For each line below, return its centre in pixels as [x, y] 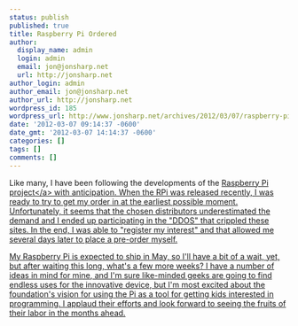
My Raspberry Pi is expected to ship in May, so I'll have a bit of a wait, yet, [145, 256]
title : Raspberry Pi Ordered [63, 34]
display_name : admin [55, 50]
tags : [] [25, 149]
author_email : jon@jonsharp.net [69, 91]
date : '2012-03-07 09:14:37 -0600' [75, 125]
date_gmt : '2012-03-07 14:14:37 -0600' [83, 133]
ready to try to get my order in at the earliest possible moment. [124, 201]
